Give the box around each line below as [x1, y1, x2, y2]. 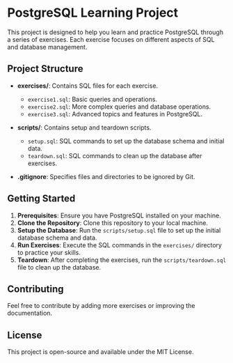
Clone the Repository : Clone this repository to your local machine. [17, 218, 209, 227]
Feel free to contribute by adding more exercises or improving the [7, 302, 195, 310]
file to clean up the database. [17, 263, 102, 271]
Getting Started [7, 193, 76, 205]
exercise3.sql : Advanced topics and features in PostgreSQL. [27, 109, 203, 118]
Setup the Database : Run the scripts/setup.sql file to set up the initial [17, 226, 221, 234]
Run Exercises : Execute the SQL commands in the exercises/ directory [17, 240, 223, 249]
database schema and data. [17, 233, 97, 242]
